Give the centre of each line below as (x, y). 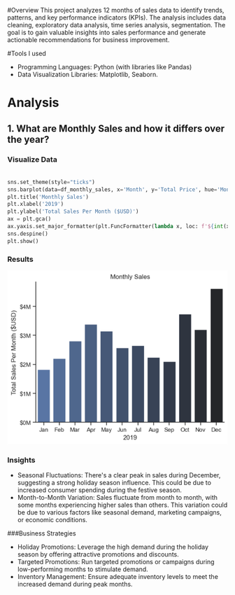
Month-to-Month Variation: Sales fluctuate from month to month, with (117, 498)
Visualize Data (32, 159)
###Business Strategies (42, 533)
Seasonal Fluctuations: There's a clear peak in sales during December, (119, 475)
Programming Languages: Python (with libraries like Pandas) (105, 67)
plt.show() (23, 241)
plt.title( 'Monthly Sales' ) (48, 197)
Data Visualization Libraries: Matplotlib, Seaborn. (88, 74)
